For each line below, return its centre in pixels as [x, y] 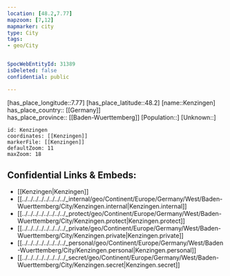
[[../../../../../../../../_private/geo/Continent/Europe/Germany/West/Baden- [119, 228]
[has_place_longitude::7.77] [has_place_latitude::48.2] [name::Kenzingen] [111, 102]
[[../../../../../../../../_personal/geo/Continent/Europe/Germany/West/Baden [120, 243]
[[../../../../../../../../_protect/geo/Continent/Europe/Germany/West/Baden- [119, 214]
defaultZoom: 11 [30, 148]
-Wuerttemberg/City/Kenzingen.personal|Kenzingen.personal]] [107, 250]
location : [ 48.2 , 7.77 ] [40, 13]
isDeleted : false [32, 70]
